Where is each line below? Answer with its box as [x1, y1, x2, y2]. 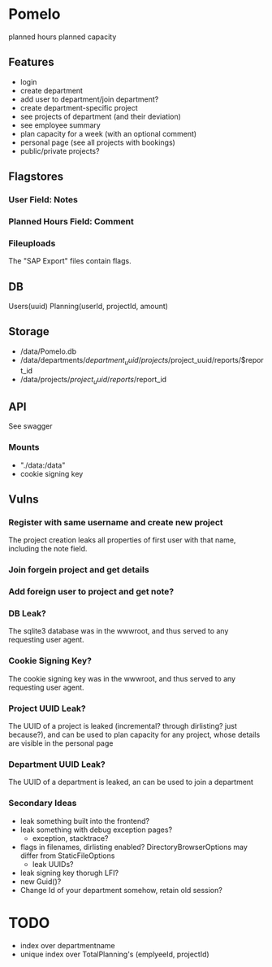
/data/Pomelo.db [19, 346, 77, 356]
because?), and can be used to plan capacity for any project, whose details [8, 730, 261, 740]
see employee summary [19, 120, 101, 130]
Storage [8, 325, 50, 338]
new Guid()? [19, 876, 62, 886]
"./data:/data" [19, 460, 66, 470]
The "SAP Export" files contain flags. [8, 256, 132, 266]
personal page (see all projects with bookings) [19, 137, 176, 147]
